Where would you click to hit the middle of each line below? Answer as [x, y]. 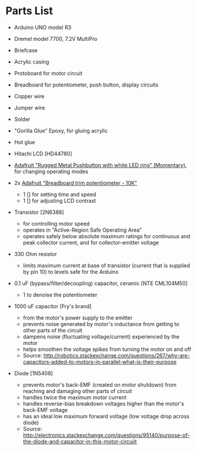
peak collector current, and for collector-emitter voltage [91, 242]
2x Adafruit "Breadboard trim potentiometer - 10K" [75, 183]
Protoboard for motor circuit [48, 73]
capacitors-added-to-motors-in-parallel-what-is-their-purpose [100, 362]
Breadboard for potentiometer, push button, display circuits [86, 85]
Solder [22, 119]
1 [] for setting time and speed [59, 194]
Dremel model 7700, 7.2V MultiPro [56, 39]
